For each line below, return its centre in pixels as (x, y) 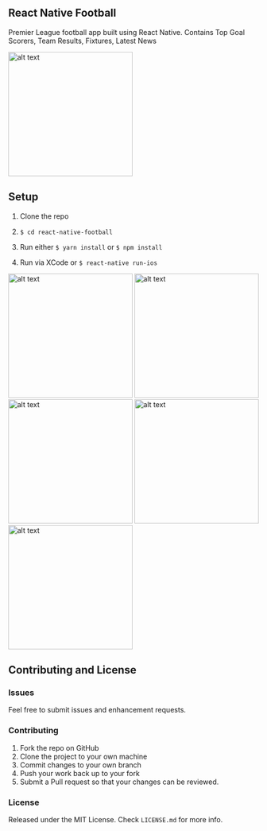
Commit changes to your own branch (80, 765)
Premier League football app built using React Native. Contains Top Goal (126, 32)
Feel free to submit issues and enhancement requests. (97, 710)
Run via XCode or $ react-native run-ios (88, 262)
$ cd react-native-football (66, 232)
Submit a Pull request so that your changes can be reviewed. (119, 782)
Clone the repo (44, 216)
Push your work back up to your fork (80, 773)
